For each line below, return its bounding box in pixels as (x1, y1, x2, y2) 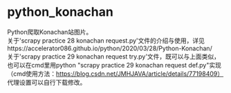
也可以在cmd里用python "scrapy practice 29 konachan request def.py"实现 (7, 61, 221, 69)
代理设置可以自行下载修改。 (7, 78, 86, 86)
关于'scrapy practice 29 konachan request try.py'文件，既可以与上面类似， (7, 52, 220, 61)
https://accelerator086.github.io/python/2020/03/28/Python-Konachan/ (7, 44, 212, 52)
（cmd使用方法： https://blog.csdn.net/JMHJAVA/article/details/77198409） (7, 70, 224, 78)
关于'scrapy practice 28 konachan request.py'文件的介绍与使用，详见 (7, 36, 205, 45)
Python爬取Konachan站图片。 (7, 28, 93, 36)
